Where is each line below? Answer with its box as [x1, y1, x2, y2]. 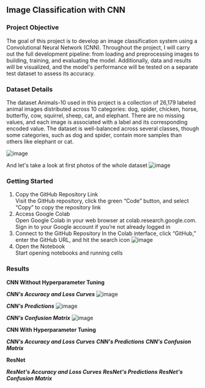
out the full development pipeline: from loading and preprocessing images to [6, 50, 199, 58]
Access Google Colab [15, 211, 70, 218]
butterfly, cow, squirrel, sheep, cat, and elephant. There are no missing [6, 111, 185, 119]
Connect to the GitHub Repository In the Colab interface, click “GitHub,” [15, 229, 196, 237]
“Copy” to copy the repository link [15, 204, 101, 211]
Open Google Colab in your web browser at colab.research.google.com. [15, 217, 197, 224]
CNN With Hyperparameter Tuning [6, 326, 96, 333]
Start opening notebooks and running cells [15, 249, 123, 256]
